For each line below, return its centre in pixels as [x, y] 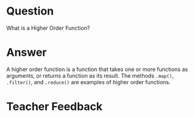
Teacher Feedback [54, 107]
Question [30, 11]
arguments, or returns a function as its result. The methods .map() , [90, 75]
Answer [27, 52]
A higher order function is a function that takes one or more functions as [97, 69]
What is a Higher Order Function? [48, 28]
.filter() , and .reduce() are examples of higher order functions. [88, 82]
